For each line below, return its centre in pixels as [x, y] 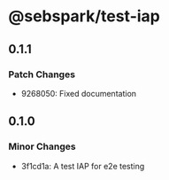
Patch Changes [42, 74]
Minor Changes [42, 146]
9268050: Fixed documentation [79, 93]
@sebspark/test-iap [84, 16]
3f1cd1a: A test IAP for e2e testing [83, 166]
